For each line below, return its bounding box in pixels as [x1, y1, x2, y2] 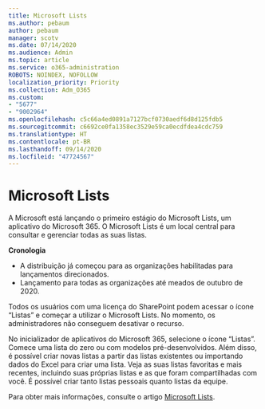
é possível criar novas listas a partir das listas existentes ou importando [8, 352, 243, 361]
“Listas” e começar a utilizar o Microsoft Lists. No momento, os [8, 310, 216, 320]
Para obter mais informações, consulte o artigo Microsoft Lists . [8, 392, 216, 402]
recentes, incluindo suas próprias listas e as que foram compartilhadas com [8, 368, 258, 378]
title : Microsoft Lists [8, 11, 88, 20]
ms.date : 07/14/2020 [8, 41, 77, 49]
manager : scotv [8, 33, 59, 42]
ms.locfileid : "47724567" [8, 152, 94, 160]
